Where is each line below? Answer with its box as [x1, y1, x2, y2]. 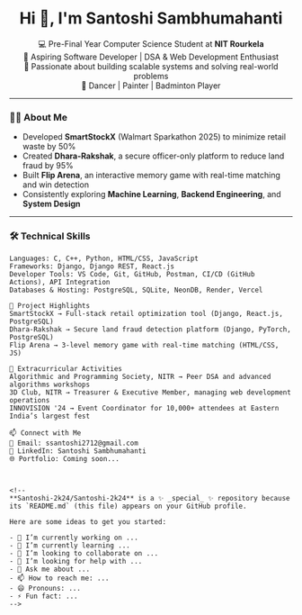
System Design [22, 198, 81, 210]
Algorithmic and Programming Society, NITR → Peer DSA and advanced [9, 372, 271, 381]
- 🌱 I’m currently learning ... [9, 540, 130, 550]
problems [133, 70, 169, 81]
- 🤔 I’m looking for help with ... [9, 556, 143, 565]
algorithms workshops [9, 380, 91, 389]
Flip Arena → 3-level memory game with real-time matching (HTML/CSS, [9, 340, 280, 349]
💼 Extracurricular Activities [9, 364, 123, 373]
